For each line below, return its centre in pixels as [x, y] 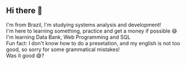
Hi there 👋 [24, 11]
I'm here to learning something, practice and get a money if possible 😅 [92, 31]
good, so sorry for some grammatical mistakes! [63, 49]
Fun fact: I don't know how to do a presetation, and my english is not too [93, 43]
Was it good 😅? [25, 55]
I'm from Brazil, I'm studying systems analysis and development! [84, 24]
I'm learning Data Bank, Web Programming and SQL [68, 37]
